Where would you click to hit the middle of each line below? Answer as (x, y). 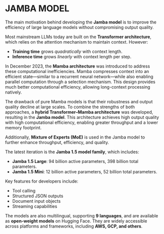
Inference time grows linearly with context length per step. (72, 56)
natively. (13, 92)
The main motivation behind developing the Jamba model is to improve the (81, 22)
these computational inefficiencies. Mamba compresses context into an (77, 71)
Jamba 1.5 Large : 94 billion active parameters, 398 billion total (75, 161)
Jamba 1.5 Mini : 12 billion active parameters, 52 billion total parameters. (85, 171)
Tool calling (24, 190)
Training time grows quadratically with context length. (67, 51)
